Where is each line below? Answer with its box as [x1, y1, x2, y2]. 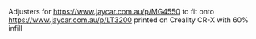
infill [8, 24, 23, 33]
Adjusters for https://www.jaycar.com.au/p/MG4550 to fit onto [8, 7, 215, 16]
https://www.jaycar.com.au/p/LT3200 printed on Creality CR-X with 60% [8, 15, 250, 25]
